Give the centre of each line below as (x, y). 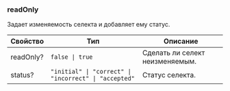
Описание (181, 41)
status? (22, 75)
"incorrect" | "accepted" (92, 79)
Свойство (27, 41)
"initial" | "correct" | (91, 72)
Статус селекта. (169, 75)
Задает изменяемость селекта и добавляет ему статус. (89, 25)
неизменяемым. (170, 62)
